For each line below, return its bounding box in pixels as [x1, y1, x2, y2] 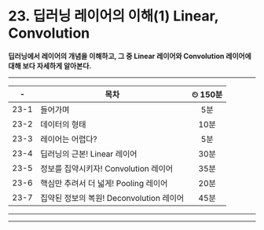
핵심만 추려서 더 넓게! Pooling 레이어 [40, 177, 168, 188]
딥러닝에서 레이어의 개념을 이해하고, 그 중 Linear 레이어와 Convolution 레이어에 [8, 51, 251, 60]
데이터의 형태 [40, 119, 86, 130]
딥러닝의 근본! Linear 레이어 [40, 148, 137, 159]
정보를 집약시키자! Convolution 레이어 [40, 162, 174, 173]
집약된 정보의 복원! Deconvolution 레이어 [40, 192, 185, 203]
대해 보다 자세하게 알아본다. [8, 60, 92, 71]
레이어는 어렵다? [40, 133, 98, 144]
